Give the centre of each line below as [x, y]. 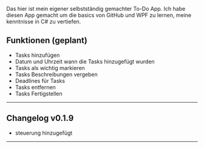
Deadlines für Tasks [40, 80]
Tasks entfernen [35, 87]
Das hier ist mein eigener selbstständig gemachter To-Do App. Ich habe [96, 9]
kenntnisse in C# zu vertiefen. [44, 21]
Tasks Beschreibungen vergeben [56, 74]
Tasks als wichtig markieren [50, 68]
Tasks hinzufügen [37, 55]
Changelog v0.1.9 [40, 118]
